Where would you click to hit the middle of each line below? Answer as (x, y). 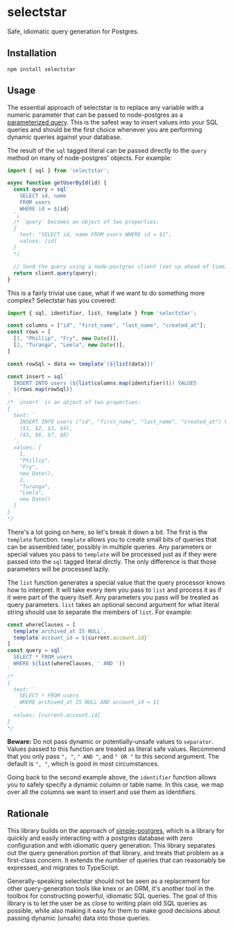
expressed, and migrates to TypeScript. (63, 867)
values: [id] (38, 241)
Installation (32, 53)
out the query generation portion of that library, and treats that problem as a (115, 853)
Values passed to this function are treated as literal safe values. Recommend (116, 749)
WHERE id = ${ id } (45, 209)
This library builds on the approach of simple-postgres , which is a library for (116, 830)
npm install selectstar (42, 69)
